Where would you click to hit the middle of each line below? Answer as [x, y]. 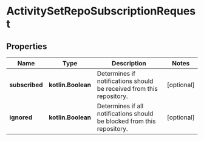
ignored [21, 117]
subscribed [26, 85]
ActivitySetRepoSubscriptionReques [101, 11]
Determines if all [120, 106]
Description [129, 63]
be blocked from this [126, 121]
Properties [27, 46]
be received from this [127, 89]
